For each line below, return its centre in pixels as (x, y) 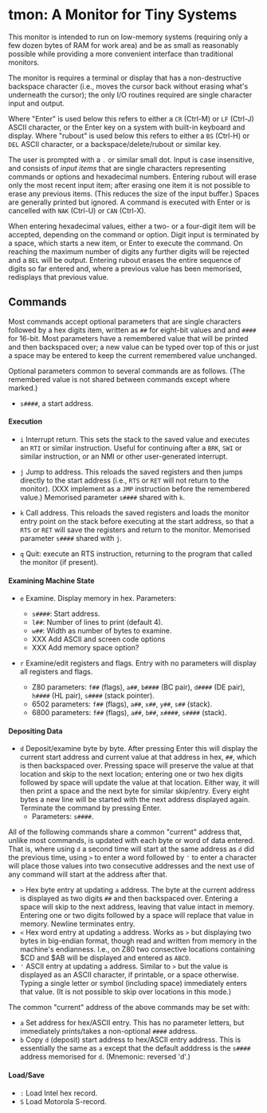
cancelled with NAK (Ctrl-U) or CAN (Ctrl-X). (77, 210)
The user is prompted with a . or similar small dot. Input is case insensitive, (132, 159)
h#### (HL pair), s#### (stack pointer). (93, 696)
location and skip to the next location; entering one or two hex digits (132, 774)
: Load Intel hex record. (59, 1093)
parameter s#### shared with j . (71, 538)
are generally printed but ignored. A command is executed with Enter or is (130, 202)
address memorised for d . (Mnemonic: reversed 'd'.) (105, 1057)
